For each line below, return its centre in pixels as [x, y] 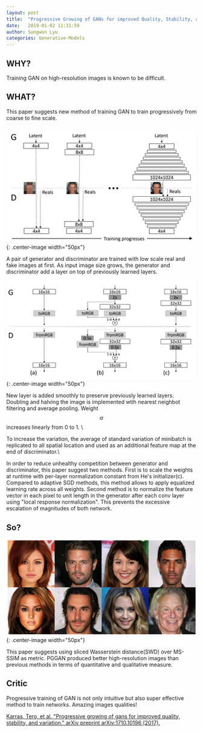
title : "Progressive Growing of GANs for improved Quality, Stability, [100, 19]
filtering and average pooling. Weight [52, 408]
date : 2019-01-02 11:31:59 [43, 25]
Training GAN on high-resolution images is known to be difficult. [86, 78]
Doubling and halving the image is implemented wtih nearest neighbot [93, 402]
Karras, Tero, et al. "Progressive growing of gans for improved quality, [93, 716]
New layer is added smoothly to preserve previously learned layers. [90, 396]
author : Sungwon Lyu [32, 32]
